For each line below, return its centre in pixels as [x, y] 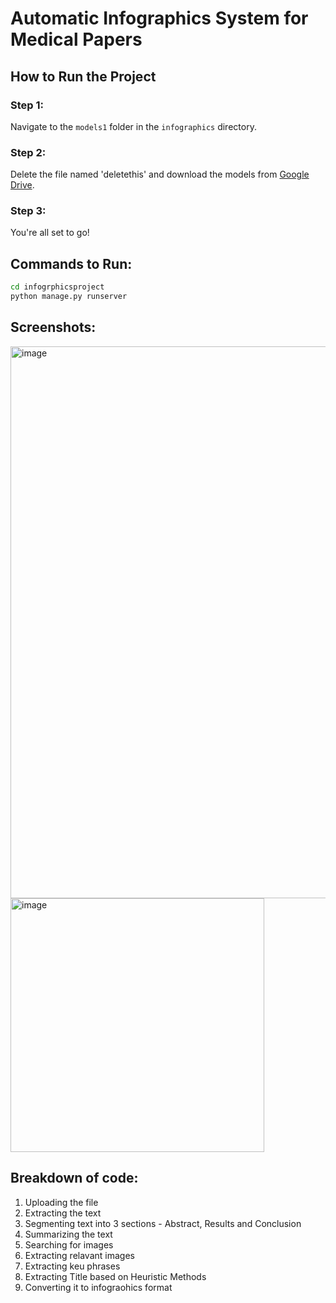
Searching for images [69, 1244]
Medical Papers [76, 39]
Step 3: [28, 211]
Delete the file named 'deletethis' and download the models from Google [160, 174]
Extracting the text [63, 1213]
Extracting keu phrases [72, 1266]
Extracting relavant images [79, 1255]
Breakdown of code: [74, 1178]
